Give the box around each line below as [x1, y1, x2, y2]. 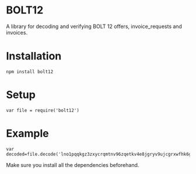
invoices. [6, 29, 28, 36]
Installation [6, 50, 62, 63]
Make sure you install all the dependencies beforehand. [6, 161, 139, 168]
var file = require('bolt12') [6, 107, 80, 113]
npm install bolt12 [6, 68, 54, 75]
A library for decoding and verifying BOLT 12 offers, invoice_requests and [6, 23, 183, 30]
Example [6, 127, 49, 140]
